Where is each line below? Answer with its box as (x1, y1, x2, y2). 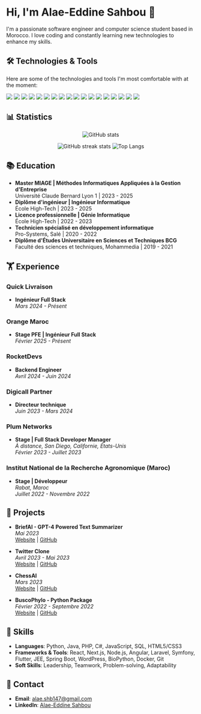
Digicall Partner (6, 387, 53, 395)
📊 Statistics (6, 112, 53, 122)
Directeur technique (14, 401, 67, 408)
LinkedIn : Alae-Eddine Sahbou (14, 701, 91, 709)
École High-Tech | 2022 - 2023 (14, 218, 92, 225)
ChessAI (14, 572, 37, 580)
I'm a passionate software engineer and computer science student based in (6, 25, 193, 32)
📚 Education (6, 160, 56, 170)
